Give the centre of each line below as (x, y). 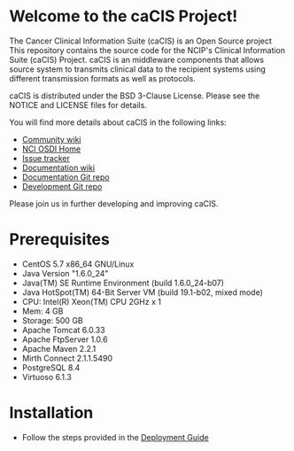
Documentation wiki (58, 167)
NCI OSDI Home (51, 149)
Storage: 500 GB (52, 320)
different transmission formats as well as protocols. (103, 78)
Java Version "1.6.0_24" (65, 273)
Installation (51, 413)
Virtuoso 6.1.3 (47, 377)
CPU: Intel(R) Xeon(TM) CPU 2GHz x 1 (92, 301)
